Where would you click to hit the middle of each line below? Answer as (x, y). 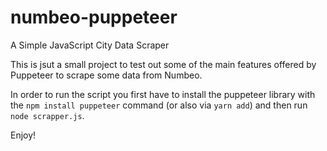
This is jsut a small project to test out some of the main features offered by (163, 64)
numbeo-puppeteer (94, 17)
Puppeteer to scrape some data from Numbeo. (106, 75)
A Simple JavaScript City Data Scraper (90, 45)
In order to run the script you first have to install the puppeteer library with (163, 94)
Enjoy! (23, 135)
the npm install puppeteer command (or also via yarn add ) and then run (159, 105)
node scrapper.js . (47, 115)
